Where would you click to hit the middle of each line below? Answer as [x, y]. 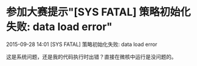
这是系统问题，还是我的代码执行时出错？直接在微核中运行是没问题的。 [91, 57]
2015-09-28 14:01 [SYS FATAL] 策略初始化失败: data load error [82, 44]
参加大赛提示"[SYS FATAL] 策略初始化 [98, 12]
